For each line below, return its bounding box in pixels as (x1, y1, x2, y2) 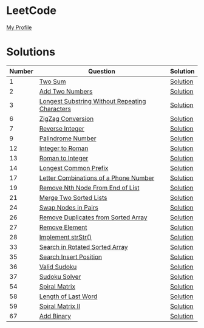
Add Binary (39, 312, 71, 320)
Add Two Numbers (39, 87, 93, 95)
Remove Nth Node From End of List (39, 183, 140, 192)
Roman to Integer (39, 154, 89, 162)
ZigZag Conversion (39, 114, 94, 123)
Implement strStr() (39, 233, 92, 241)
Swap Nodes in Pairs (39, 203, 99, 211)
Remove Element (39, 223, 87, 231)
